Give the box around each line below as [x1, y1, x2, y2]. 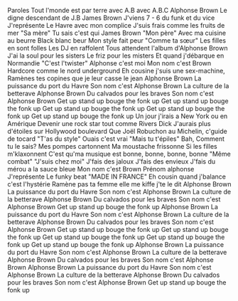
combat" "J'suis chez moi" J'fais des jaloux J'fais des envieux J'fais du [7, 157, 216, 166]
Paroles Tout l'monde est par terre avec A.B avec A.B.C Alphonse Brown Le [7, 6, 227, 14]
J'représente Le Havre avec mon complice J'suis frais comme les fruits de [7, 21, 225, 29]
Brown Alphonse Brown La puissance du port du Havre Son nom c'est [7, 263, 212, 271]
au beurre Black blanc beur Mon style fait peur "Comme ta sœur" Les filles [7, 36, 226, 45]
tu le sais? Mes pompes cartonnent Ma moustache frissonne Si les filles [7, 142, 218, 150]
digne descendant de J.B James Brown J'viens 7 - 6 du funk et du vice [7, 14, 215, 22]
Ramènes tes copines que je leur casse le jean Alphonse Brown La [7, 74, 202, 83]
